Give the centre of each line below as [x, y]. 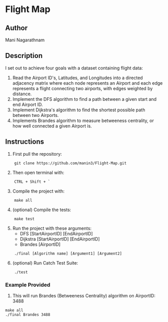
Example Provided [28, 285]
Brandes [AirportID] [40, 244]
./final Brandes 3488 [28, 314]
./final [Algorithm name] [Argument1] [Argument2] [68, 253]
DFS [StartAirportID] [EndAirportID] [56, 233]
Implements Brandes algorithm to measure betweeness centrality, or [83, 120]
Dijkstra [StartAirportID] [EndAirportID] [60, 239]
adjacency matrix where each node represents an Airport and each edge [88, 83]
